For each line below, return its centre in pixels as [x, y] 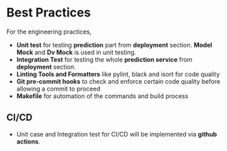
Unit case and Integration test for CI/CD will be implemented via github [117, 134]
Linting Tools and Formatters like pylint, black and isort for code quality [118, 74]
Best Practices [49, 13]
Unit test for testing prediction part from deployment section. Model [114, 45]
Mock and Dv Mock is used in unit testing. [76, 52]
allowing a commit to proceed [58, 89]
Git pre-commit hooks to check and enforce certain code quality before [118, 81]
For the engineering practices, [49, 32]
